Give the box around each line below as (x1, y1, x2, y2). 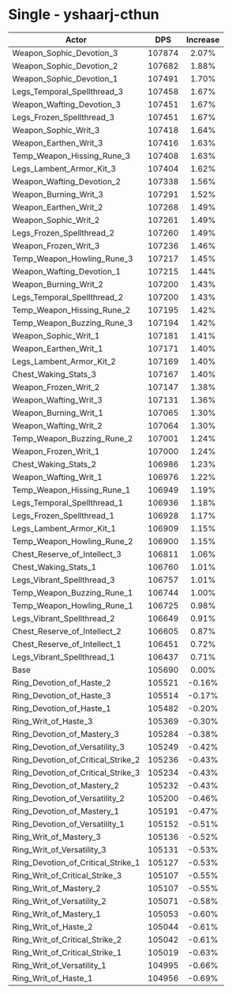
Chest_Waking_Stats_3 (12, 368, 97, 380)
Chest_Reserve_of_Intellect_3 (12, 548, 122, 559)
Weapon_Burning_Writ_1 (12, 407, 104, 418)
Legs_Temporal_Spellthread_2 (12, 291, 124, 302)
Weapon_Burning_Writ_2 (12, 278, 104, 289)
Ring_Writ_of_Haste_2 (12, 921, 93, 932)
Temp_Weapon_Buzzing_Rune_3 (12, 317, 133, 328)
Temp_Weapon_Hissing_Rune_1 (12, 484, 131, 495)
